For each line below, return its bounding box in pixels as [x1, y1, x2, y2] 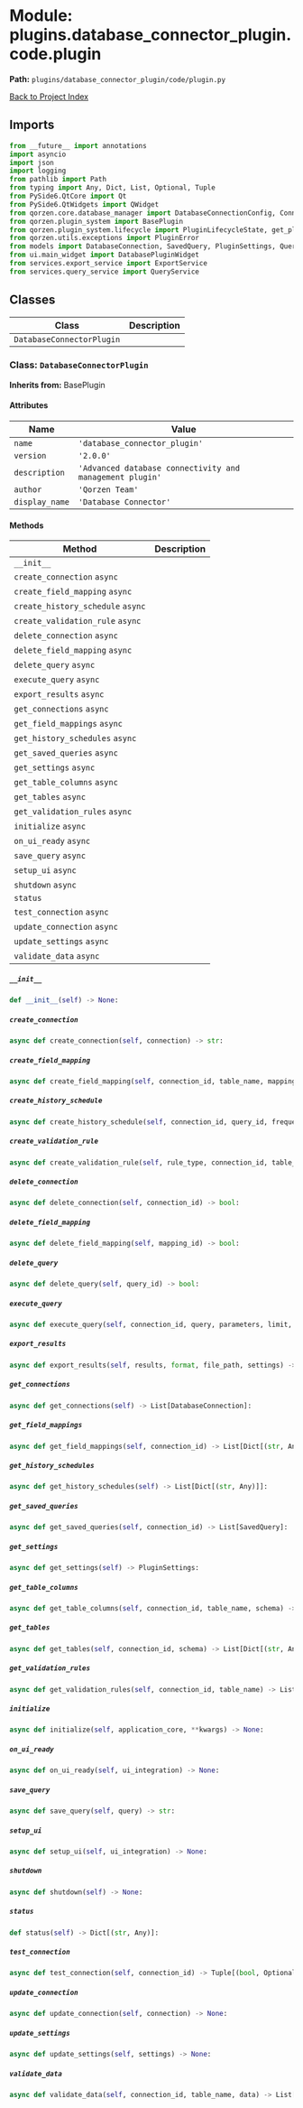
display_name [14, 497, 70, 507]
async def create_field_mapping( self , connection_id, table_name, [9, 1076, 264, 1086]
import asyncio [9, 150, 67, 159]
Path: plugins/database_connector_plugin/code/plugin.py [9, 73, 226, 84]
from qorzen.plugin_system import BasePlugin [9, 217, 183, 226]
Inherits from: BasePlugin [9, 379, 106, 390]
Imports [9, 117, 55, 133]
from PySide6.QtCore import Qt [9, 191, 127, 200]
